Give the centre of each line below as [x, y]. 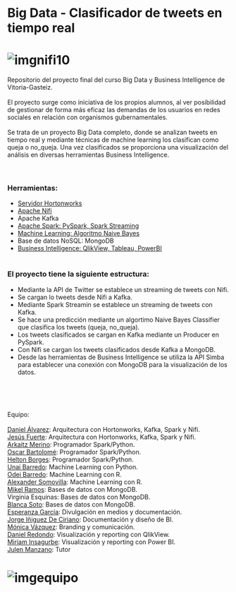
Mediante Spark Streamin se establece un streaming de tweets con [115, 304]
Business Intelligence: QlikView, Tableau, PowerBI [89, 248]
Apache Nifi [35, 211]
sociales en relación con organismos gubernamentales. [87, 117]
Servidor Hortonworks [50, 203]
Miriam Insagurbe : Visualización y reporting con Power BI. [92, 542]
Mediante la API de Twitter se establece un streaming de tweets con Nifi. [123, 289]
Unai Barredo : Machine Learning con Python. [73, 466]
